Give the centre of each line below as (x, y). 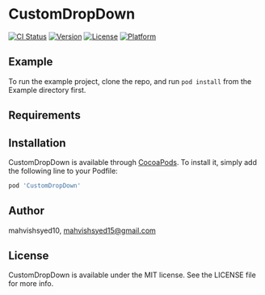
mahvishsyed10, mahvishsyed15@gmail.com (82, 230)
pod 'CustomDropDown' (45, 185)
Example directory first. (47, 90)
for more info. (31, 284)
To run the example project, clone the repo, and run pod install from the (130, 81)
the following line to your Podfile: (63, 171)
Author (26, 211)
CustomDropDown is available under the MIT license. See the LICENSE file (132, 275)
